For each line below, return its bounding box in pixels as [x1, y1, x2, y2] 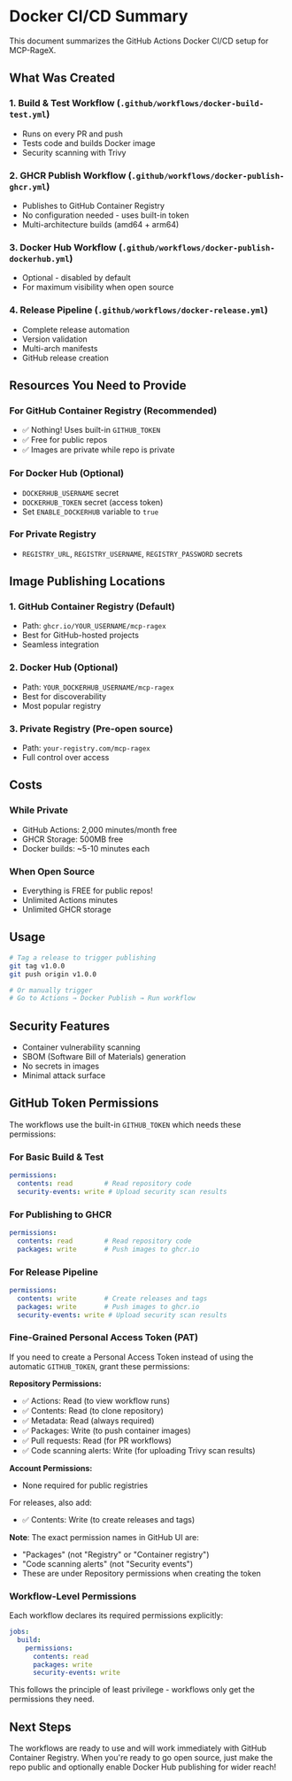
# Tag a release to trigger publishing [9, 953, 157, 962]
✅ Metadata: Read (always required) [21, 1415, 155, 1426]
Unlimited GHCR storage [21, 905, 112, 915]
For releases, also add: [9, 1497, 92, 1507]
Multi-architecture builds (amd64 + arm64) [21, 219, 180, 229]
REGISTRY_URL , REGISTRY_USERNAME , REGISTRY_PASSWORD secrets [21, 548, 243, 559]
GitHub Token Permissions [9, 1096, 159, 1111]
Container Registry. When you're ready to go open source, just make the [9, 1753, 273, 1763]
